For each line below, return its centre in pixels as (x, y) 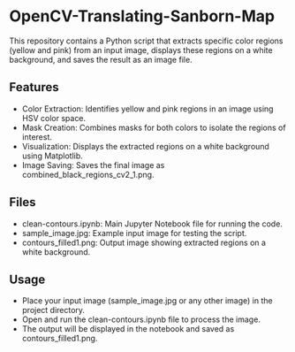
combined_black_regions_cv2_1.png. (88, 174)
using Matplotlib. (53, 156)
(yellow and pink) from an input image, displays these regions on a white (141, 50)
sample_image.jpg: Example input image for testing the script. (134, 233)
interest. (37, 137)
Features (34, 87)
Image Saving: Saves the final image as (93, 165)
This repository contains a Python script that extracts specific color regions (146, 41)
